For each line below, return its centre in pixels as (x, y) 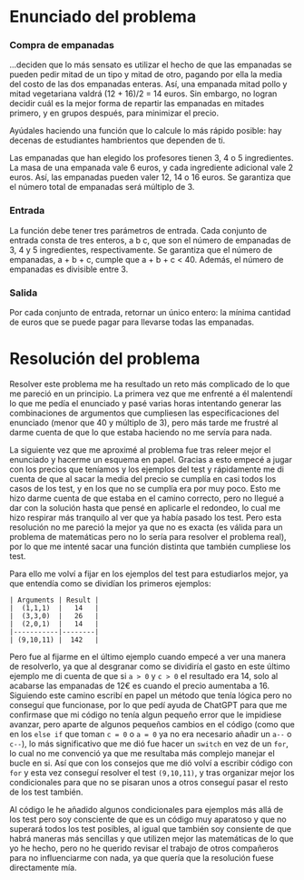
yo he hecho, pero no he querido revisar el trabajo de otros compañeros (144, 848)
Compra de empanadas (62, 45)
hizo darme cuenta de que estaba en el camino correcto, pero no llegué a (147, 498)
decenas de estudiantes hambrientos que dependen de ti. (118, 140)
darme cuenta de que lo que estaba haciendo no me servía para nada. (141, 433)
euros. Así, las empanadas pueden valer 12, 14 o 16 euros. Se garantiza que (150, 177)
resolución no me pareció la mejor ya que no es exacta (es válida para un (146, 527)
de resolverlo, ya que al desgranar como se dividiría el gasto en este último (150, 666)
